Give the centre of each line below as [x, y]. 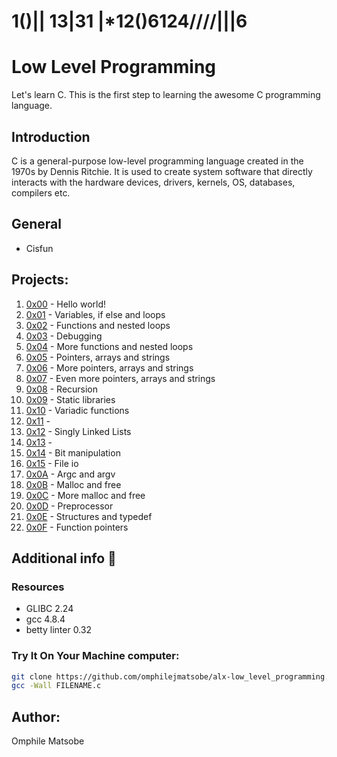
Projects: [40, 280]
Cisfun [39, 248]
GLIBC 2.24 [49, 609]
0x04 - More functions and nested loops [109, 346]
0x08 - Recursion [62, 389]
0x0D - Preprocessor [69, 506]
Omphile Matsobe [48, 741]
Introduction [51, 136]
